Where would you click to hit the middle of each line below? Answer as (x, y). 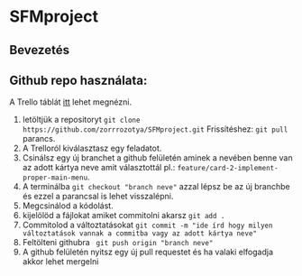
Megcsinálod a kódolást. (68, 206)
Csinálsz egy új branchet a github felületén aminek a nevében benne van (157, 158)
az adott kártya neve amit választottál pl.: (99, 168)
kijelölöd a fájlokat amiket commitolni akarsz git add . (124, 216)
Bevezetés (40, 50)
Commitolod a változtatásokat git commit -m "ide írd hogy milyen (147, 225)
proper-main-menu (55, 178)
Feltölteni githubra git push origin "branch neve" (118, 243)
